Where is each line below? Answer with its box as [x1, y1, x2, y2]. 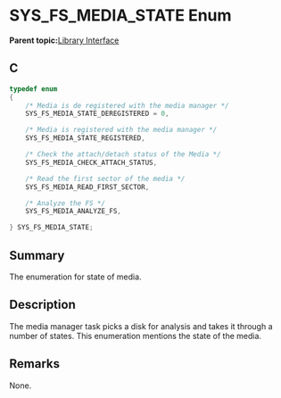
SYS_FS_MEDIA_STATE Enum [9, 5, 232, 26]
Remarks [9, 356, 61, 371]
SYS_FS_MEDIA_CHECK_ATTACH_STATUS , [25, 158, 158, 167]
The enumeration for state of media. [9, 271, 142, 282]
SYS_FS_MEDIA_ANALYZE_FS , [25, 207, 122, 216]
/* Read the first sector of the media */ [25, 174, 186, 183]
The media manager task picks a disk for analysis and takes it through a [9, 320, 274, 331]
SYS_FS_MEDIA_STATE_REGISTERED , [25, 134, 145, 143]
